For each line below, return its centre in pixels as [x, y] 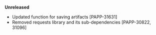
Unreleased [17, 7]
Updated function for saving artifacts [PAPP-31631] [64, 17]
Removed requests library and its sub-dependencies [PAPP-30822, [82, 22]
